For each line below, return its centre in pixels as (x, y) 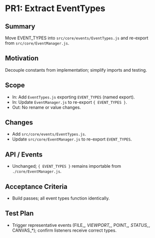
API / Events (24, 154)
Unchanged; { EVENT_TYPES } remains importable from (67, 166)
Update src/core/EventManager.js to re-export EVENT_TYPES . (72, 139)
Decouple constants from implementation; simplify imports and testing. (76, 70)
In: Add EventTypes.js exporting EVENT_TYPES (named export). (73, 97)
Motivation (22, 58)
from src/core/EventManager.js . (37, 43)
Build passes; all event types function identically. (61, 198)
